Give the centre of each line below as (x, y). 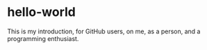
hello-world (42, 12)
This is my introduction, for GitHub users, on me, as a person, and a (104, 31)
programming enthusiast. (43, 38)
